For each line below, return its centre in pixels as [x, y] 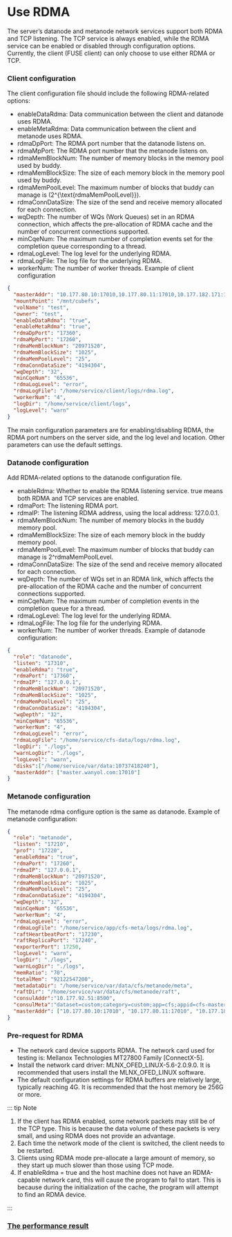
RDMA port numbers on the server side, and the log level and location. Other [116, 437]
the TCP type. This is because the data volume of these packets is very [118, 1129]
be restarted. [36, 1151]
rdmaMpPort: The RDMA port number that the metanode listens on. [113, 151]
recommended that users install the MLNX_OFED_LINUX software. [111, 1073]
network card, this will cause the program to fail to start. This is [132, 1180]
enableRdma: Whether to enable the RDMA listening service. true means [120, 490]
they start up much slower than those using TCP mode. [95, 1165]
